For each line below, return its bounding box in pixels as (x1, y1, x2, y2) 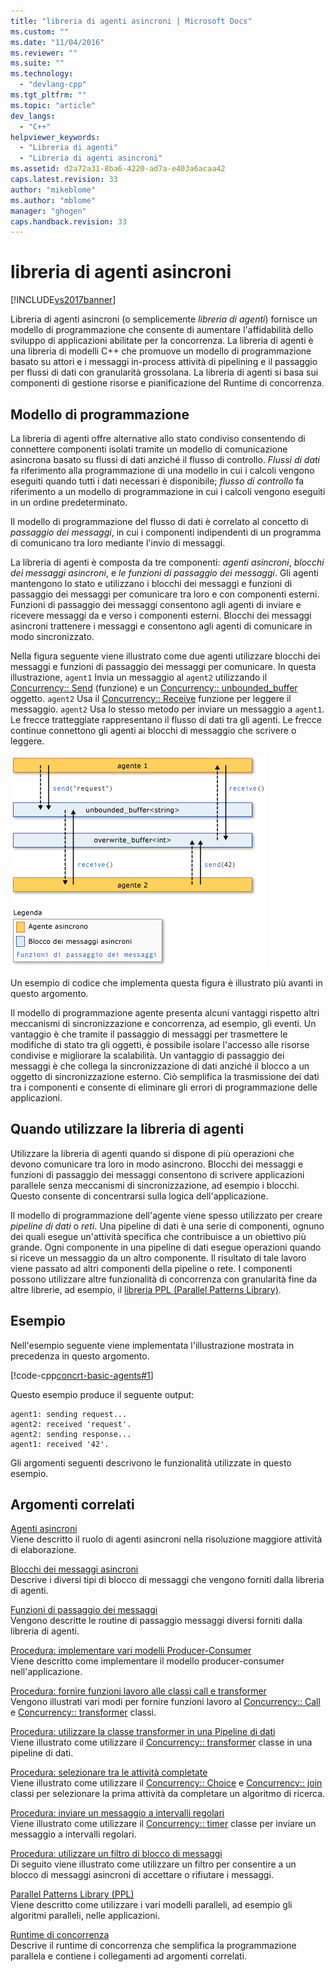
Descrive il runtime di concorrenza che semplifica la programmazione (10, 1940, 297, 1952)
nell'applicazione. (10, 1666, 83, 1678)
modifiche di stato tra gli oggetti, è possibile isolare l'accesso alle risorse (10, 1039, 310, 1050)
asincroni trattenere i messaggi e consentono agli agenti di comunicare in (10, 620, 313, 632)
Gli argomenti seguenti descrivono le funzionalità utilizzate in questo (10, 1456, 292, 1469)
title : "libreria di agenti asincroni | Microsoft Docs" (10, 16, 253, 26)
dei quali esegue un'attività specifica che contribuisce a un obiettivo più (10, 1230, 307, 1242)
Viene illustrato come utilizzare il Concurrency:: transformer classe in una (10, 1736, 313, 1749)
